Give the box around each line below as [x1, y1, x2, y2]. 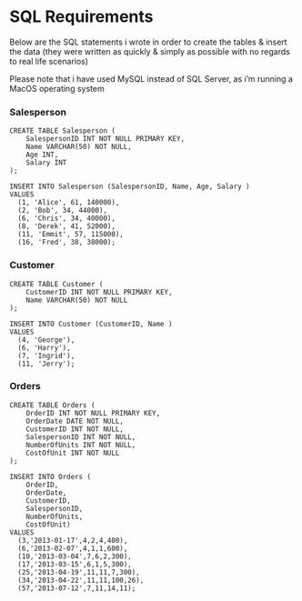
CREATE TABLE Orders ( [9, 400, 96, 410]
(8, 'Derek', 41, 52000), [17, 222, 116, 231]
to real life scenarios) [9, 55, 89, 66]
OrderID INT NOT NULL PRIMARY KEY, [25, 408, 161, 417]
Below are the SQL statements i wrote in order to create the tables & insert [9, 36, 288, 47]
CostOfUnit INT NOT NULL [25, 448, 120, 457]
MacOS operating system [9, 83, 105, 94]
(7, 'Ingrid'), [17, 351, 75, 360]
